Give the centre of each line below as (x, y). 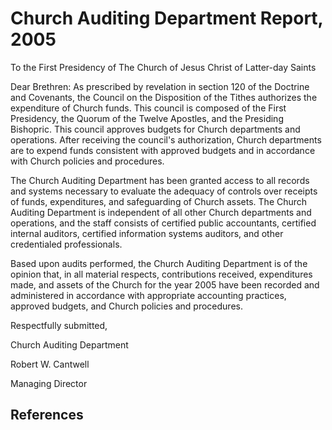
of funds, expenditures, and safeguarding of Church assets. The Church (159, 201)
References (47, 415)
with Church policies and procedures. (87, 161)
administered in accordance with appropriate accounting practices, (148, 295)
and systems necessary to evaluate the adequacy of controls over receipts (164, 191)
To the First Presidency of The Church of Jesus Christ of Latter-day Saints (163, 67)
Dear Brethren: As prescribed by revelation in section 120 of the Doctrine (160, 86)
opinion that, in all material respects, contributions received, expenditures (161, 274)
